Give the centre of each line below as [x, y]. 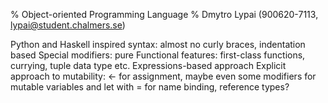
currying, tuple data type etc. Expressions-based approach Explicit [148, 65]
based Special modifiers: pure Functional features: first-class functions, [158, 55]
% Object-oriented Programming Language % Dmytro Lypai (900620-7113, [164, 14]
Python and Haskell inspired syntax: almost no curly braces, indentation [158, 44]
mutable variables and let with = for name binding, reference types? [150, 87]
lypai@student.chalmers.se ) [68, 25]
